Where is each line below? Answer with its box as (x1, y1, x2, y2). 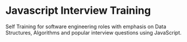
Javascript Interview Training (5, 4, 151, 17)
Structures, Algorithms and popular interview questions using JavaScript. (5, 29, 182, 36)
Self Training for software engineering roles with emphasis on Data (5, 23, 167, 30)
